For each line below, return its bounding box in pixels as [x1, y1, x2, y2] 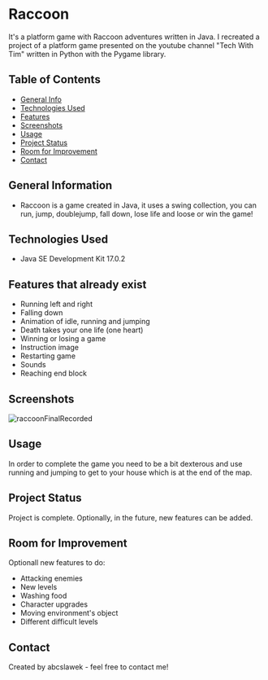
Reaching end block [19, 368, 88, 379]
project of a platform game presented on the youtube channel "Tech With [8, 40, 254, 50]
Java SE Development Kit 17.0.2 [19, 254, 126, 264]
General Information [8, 178, 113, 192]
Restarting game [19, 351, 76, 361]
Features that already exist [8, 278, 147, 292]
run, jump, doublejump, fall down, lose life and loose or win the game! [19, 208, 253, 218]
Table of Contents [8, 72, 102, 86]
